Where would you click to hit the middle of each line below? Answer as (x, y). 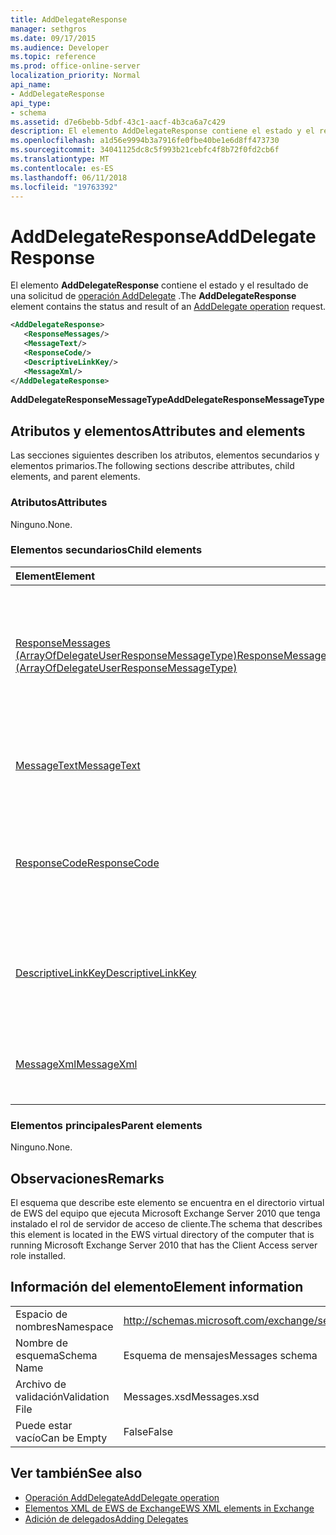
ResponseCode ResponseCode (87, 863)
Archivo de (41, 1384)
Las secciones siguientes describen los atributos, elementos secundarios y (165, 455)
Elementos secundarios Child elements (106, 550)
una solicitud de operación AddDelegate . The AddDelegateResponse (153, 296)
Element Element (55, 576)
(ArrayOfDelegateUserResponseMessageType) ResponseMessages (174, 655)
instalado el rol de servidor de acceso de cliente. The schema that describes (166, 1223)
